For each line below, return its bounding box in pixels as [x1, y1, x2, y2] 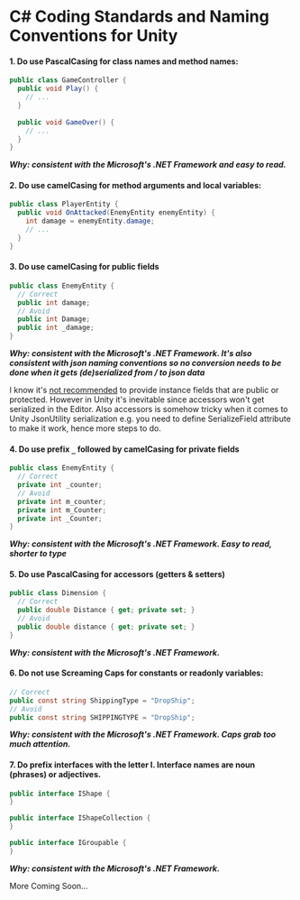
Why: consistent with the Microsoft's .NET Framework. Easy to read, [9, 538, 272, 549]
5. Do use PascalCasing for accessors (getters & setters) [9, 568, 225, 579]
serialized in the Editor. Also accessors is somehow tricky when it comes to [9, 404, 288, 415]
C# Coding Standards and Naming [9, 6, 270, 27]
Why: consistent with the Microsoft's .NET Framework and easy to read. [9, 160, 286, 170]
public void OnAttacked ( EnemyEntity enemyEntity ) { [17, 208, 216, 217]
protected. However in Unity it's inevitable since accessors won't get [9, 394, 265, 405]
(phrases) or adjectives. [9, 769, 102, 779]
